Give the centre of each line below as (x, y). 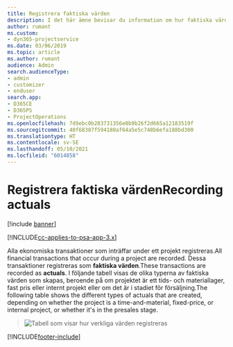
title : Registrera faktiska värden (59, 14)
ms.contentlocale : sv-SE (43, 143)
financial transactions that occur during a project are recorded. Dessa (106, 258)
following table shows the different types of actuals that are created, (105, 295)
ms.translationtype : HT (42, 136)
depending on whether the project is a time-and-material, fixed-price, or (110, 302)
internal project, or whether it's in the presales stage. (83, 310)
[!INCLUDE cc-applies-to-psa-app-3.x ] (62, 237)
